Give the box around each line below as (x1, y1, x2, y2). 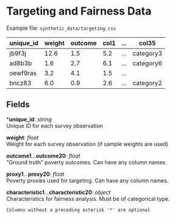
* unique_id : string (6, 116, 52, 123)
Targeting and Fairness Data (6, 4, 152, 18)
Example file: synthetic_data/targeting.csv (6, 24, 117, 32)
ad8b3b (9, 59, 32, 68)
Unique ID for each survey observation (6, 122, 103, 129)
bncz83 (9, 78, 32, 87)
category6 (132, 59, 163, 68)
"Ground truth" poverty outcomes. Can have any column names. (6, 158, 167, 165)
